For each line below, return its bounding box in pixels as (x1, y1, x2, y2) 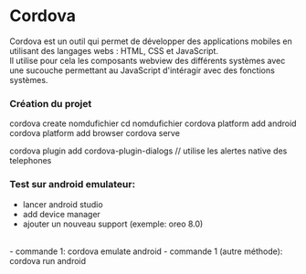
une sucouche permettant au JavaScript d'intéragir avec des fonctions (9, 65, 276, 76)
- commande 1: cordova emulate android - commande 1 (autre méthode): (9, 246, 283, 257)
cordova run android (9, 255, 87, 266)
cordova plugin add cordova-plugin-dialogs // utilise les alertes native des (9, 145, 288, 156)
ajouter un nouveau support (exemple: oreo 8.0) (22, 218, 204, 229)
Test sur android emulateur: (9, 178, 135, 191)
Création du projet (9, 97, 92, 110)
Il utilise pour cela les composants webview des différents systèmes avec (9, 55, 286, 66)
